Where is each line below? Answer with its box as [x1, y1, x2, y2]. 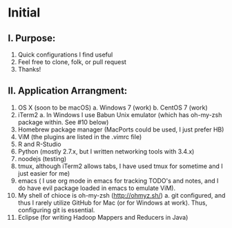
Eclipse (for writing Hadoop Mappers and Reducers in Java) [17, 213, 188, 221]
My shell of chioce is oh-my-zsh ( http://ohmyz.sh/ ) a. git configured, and [17, 191, 226, 199]
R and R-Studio [17, 140, 61, 148]
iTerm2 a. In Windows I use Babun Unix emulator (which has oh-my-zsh [17, 110, 222, 118]
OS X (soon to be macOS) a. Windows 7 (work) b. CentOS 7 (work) [17, 103, 208, 112]
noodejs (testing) [17, 154, 67, 163]
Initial [8, 5, 41, 21]
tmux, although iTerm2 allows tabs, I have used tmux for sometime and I [17, 162, 223, 170]
